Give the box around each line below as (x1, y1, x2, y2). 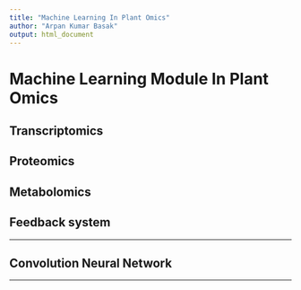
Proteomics (9, 154, 75, 169)
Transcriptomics (9, 123, 104, 138)
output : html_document (9, 30, 94, 39)
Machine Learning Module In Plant (9, 68, 269, 89)
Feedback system (9, 215, 111, 230)
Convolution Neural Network (9, 255, 173, 270)
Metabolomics (9, 184, 91, 199)
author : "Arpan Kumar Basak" (9, 22, 118, 31)
